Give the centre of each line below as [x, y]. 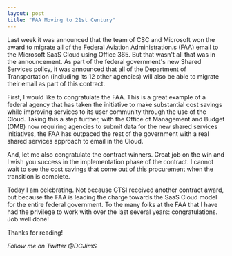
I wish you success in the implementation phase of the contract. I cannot [110, 161]
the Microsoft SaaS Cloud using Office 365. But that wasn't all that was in [111, 54]
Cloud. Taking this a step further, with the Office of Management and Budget [116, 119]
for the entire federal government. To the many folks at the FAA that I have [113, 204]
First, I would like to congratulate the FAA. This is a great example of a [106, 97]
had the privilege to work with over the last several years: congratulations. [113, 212]
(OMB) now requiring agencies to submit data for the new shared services [113, 126]
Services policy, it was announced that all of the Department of [97, 69]
